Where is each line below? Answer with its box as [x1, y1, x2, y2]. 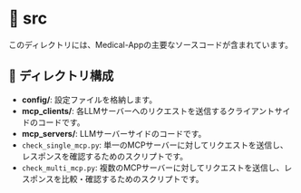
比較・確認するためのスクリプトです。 [61, 173, 205, 184]
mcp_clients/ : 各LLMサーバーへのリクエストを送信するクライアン [21, 105, 267, 116]
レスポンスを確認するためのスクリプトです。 [21, 150, 189, 161]
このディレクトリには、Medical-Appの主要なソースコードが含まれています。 [8, 39, 294, 50]
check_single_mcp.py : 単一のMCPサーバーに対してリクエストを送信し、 [21, 140, 289, 150]
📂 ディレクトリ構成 [8, 68, 114, 84]
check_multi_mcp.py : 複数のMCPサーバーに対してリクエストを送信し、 [21, 162, 285, 173]
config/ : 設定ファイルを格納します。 [21, 94, 158, 105]
